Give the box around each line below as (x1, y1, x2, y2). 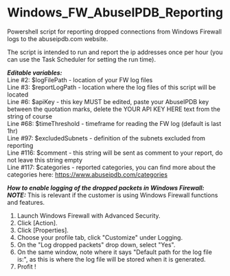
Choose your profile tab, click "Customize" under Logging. (16, 233, 183, 241)
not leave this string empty (7, 155, 83, 164)
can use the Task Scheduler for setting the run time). (7, 55, 157, 63)
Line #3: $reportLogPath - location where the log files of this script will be (7, 83, 216, 91)
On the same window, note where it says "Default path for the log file (16, 248, 213, 256)
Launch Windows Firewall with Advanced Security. (16, 211, 161, 220)
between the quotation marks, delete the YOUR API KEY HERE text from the (7, 105, 221, 113)
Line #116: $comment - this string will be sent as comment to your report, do (7, 149, 223, 157)
